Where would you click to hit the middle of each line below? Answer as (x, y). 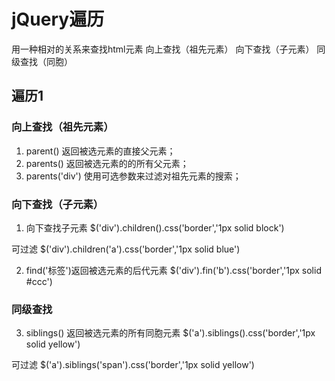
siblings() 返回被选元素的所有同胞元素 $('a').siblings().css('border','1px (170, 333)
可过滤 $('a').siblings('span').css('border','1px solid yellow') (133, 365)
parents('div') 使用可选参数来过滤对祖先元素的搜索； (133, 176)
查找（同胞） (46, 61)
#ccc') (39, 281)
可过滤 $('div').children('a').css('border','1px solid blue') (126, 249)
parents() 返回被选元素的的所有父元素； (107, 163)
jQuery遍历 (58, 19)
